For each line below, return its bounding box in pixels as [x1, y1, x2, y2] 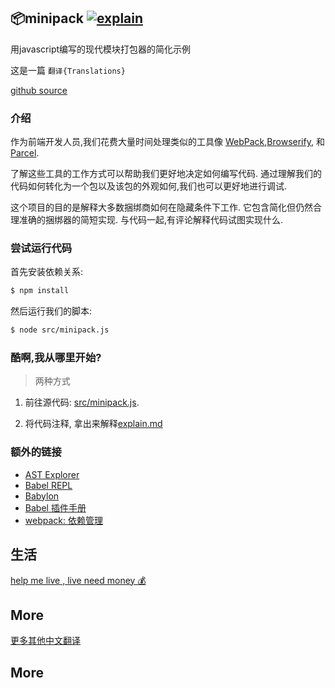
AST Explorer [24, 468, 80, 480]
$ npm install [10, 286, 70, 296]
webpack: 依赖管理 [24, 514, 103, 526]
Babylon [24, 490, 60, 502]
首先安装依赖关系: [10, 266, 84, 278]
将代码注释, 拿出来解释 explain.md [24, 418, 163, 430]
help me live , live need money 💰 [10, 574, 147, 586]
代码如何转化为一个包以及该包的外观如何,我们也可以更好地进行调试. [10, 180, 288, 192]
